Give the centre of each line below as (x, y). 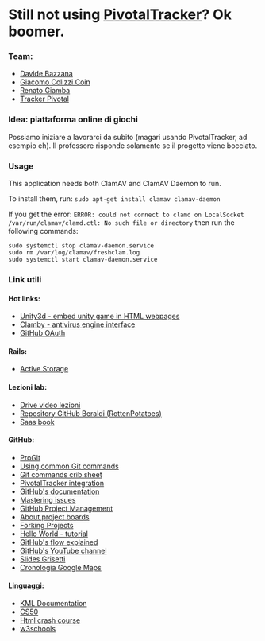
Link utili (25, 280)
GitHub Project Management (66, 508)
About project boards (54, 517)
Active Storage (44, 369)
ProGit (30, 457)
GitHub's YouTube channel (63, 550)
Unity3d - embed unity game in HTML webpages (100, 317)
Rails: (18, 351)
